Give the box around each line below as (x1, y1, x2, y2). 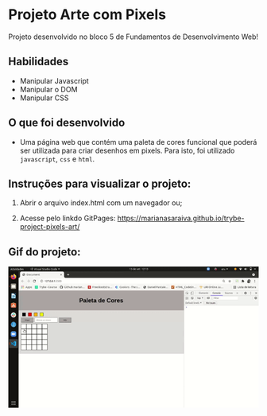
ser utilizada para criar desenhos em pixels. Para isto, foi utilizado (19, 146, 235, 155)
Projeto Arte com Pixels (8, 6, 167, 24)
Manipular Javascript (19, 76, 89, 85)
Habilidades (8, 55, 69, 68)
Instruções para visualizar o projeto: (8, 177, 192, 190)
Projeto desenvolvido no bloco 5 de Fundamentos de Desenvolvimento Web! (8, 32, 259, 41)
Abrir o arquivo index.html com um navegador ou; (19, 198, 183, 208)
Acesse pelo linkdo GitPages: (19, 213, 116, 224)
